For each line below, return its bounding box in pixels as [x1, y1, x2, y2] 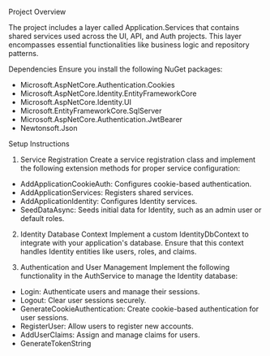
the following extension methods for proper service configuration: [19, 163, 241, 173]
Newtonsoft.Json [19, 124, 78, 132]
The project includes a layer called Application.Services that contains [8, 23, 240, 32]
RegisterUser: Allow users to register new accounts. [19, 321, 195, 331]
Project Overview [8, 7, 66, 16]
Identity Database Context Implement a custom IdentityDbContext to [19, 229, 249, 239]
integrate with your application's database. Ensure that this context [19, 238, 245, 247]
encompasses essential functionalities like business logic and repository [8, 40, 250, 50]
